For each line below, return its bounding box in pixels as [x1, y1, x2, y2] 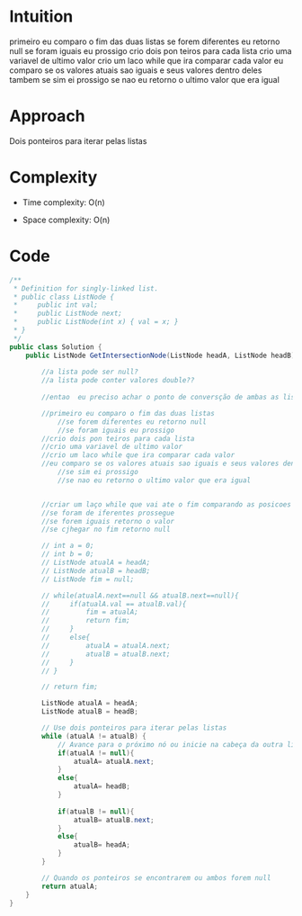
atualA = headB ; [73, 782, 130, 791]
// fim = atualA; [41, 607, 139, 617]
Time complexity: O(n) [22, 196, 105, 208]
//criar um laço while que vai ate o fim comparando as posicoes [41, 499, 292, 509]
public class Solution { [9, 342, 102, 352]
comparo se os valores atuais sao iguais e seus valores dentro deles [9, 65, 262, 76]
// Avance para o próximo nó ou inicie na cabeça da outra [57, 740, 283, 749]
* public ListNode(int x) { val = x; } [13, 318, 179, 327]
